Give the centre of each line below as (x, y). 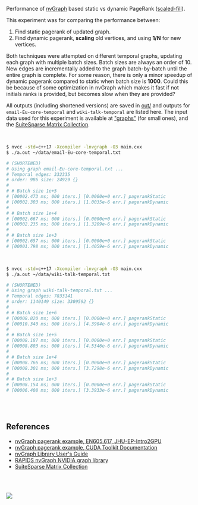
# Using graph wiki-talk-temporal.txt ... (59, 291)
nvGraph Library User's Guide (51, 454)
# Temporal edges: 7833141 (40, 296)
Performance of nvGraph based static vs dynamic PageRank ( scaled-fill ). (96, 9)
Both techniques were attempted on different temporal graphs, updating (94, 56)
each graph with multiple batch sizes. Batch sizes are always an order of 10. (99, 62)
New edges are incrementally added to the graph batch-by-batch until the (97, 69)
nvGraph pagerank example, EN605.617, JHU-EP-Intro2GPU (88, 441)
